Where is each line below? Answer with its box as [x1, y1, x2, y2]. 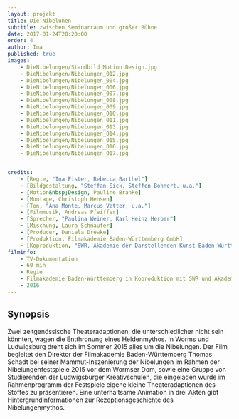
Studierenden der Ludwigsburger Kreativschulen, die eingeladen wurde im [7, 373, 225, 381]
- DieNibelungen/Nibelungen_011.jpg [20, 116, 129, 123]
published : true [7, 51, 55, 58]
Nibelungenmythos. [7, 403, 65, 411]
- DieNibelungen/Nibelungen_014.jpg [20, 130, 129, 137]
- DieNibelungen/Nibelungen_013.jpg [20, 123, 129, 131]
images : [7, 57, 31, 64]
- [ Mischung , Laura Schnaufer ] [20, 222, 113, 229]
